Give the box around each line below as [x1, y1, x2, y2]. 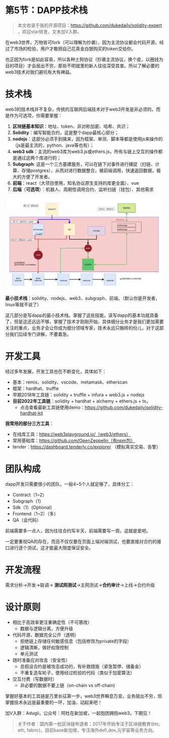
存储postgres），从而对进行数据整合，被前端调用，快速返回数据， [21, 167, 157, 173]
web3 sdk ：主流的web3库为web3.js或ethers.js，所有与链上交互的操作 [12, 148, 158, 154]
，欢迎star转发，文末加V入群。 [17, 28, 82, 34]
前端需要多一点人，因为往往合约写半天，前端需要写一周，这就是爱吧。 [5, 528, 151, 534]
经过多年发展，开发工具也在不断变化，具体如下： [5, 368, 107, 375]
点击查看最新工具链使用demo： [20, 404, 85, 410]
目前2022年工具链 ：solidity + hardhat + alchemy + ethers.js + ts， [12, 398, 151, 404]
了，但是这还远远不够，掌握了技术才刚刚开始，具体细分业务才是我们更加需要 [5, 319, 164, 325]
